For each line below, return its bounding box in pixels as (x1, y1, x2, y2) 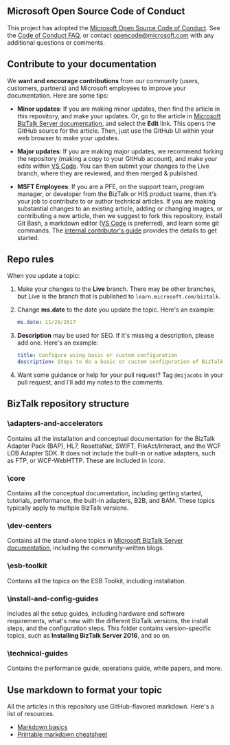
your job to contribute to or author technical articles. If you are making (16, 197, 216, 205)
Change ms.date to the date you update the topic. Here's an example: (16, 305, 216, 314)
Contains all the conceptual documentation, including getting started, (7, 489, 203, 497)
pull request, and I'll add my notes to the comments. (16, 378, 165, 387)
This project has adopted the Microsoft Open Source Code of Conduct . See (7, 23, 221, 32)
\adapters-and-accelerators (7, 419, 103, 429)
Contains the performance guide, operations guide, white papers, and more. (7, 664, 223, 673)
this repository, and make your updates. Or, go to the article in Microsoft (16, 111, 221, 120)
